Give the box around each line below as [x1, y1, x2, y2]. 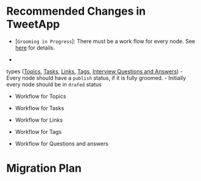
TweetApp [6, 17, 60, 31]
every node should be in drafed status [6, 81, 102, 88]
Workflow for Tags [15, 128, 62, 135]
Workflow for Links [15, 116, 63, 124]
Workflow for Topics [15, 92, 66, 100]
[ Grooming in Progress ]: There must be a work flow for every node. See [15, 37, 196, 45]
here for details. [15, 44, 55, 51]
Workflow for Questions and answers [15, 139, 108, 147]
